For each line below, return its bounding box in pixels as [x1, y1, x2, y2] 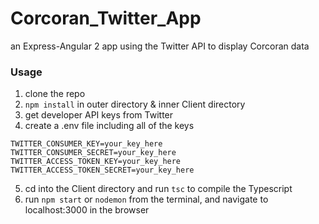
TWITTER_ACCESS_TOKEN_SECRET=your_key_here [10, 165, 195, 176]
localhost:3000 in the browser [24, 204, 150, 216]
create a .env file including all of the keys [24, 120, 195, 132]
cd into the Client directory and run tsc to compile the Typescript [24, 183, 293, 195]
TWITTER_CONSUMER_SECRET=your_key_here [10, 148, 177, 158]
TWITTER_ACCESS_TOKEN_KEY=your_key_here [10, 157, 182, 167]
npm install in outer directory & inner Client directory [24, 98, 246, 111]
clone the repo [24, 88, 86, 100]
